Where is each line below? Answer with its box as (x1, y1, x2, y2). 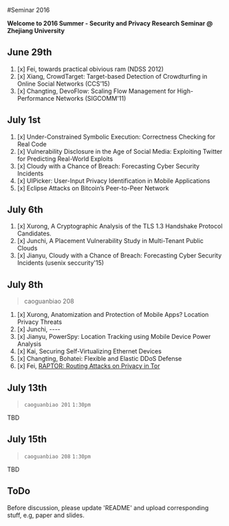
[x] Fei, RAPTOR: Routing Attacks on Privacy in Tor (17, 362, 160, 370)
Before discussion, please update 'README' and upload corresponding (7, 503, 209, 512)
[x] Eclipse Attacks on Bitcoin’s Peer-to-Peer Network (17, 184, 169, 192)
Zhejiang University (7, 27, 65, 35)
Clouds (17, 244, 38, 253)
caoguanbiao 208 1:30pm (23, 453, 91, 460)
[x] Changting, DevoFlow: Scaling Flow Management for (17, 86, 176, 95)
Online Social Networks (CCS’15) (17, 79, 110, 88)
